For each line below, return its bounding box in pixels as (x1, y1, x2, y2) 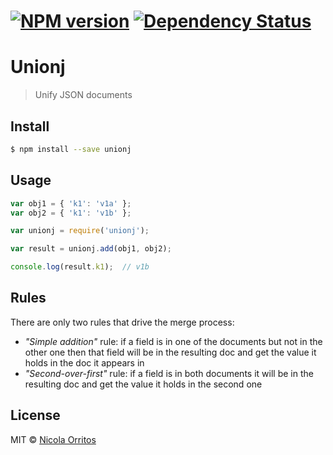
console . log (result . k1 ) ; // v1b (10, 262, 150, 272)
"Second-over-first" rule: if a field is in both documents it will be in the (24, 367, 314, 379)
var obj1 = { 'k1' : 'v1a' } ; (10, 198, 132, 209)
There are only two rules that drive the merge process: (10, 316, 235, 328)
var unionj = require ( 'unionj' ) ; (10, 226, 150, 236)
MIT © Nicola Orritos (10, 433, 97, 445)
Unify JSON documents (34, 89, 133, 101)
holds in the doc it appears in (24, 356, 145, 369)
